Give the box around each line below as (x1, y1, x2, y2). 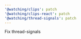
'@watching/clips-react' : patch (4, 11, 70, 16)
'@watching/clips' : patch (4, 7, 57, 12)
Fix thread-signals (4, 29, 41, 35)
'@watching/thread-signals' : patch (4, 16, 77, 20)
